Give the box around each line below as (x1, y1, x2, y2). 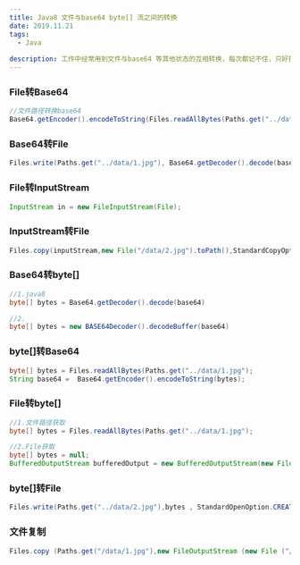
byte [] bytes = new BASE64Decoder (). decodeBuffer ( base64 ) (9, 323, 229, 332)
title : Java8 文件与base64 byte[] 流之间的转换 (9, 13, 178, 22)
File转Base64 (9, 86, 69, 98)
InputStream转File (9, 225, 90, 238)
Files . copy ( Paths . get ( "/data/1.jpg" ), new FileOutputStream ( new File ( (9, 546, 286, 555)
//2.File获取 (9, 443, 55, 451)
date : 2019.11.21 (9, 21, 74, 30)
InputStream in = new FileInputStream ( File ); (9, 202, 181, 211)
